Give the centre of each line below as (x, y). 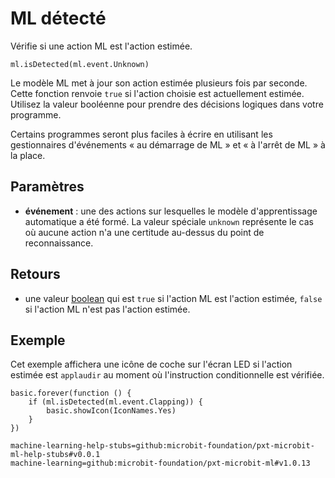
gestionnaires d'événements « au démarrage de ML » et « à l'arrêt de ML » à (168, 144)
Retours (35, 274)
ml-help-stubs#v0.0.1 (55, 455)
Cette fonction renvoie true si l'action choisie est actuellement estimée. (157, 93)
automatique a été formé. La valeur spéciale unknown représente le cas (169, 221)
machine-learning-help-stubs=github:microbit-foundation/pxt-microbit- (162, 446)
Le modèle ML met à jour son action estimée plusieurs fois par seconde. (159, 83)
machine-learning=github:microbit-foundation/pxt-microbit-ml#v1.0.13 (160, 463)
